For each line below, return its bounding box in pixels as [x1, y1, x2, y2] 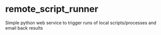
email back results [5, 25, 43, 31]
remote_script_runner [5, 3, 99, 15]
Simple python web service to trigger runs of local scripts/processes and [5, 20, 157, 26]
